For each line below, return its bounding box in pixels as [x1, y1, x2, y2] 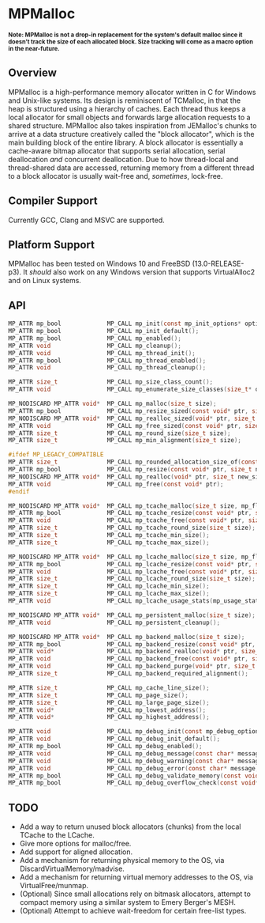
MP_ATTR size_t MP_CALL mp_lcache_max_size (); [8, 590, 211, 598]
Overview [8, 66, 58, 80]
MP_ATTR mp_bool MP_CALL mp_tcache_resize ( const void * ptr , [8, 509, 252, 517]
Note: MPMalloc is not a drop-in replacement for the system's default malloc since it [8, 31, 243, 39]
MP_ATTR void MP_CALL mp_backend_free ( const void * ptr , [8, 655, 248, 663]
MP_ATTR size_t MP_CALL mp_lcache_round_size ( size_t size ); [8, 575, 256, 583]
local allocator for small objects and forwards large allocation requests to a [8, 112, 251, 122]
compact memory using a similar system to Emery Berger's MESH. [19, 898, 237, 907]
